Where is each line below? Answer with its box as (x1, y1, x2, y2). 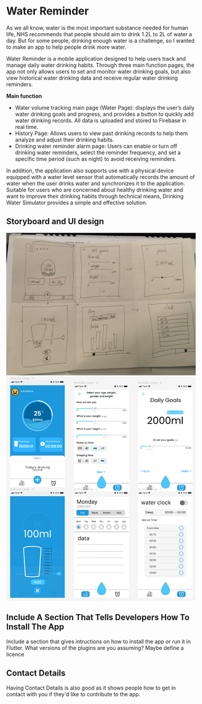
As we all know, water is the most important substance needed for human (6, 24, 188, 31)
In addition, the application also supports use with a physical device (6, 167, 174, 174)
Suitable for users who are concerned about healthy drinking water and (6, 186, 183, 193)
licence (6, 650, 25, 658)
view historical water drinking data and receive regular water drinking (6, 74, 179, 81)
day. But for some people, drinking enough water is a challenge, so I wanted (6, 37, 195, 44)
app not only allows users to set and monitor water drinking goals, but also (6, 68, 191, 75)
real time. (14, 123, 38, 130)
